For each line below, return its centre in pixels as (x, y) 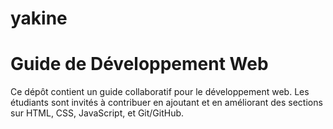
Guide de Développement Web (139, 64)
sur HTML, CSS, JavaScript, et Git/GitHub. (97, 113)
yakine (39, 18)
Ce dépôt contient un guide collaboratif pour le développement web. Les (160, 92)
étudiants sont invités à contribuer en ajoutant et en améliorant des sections (166, 103)
